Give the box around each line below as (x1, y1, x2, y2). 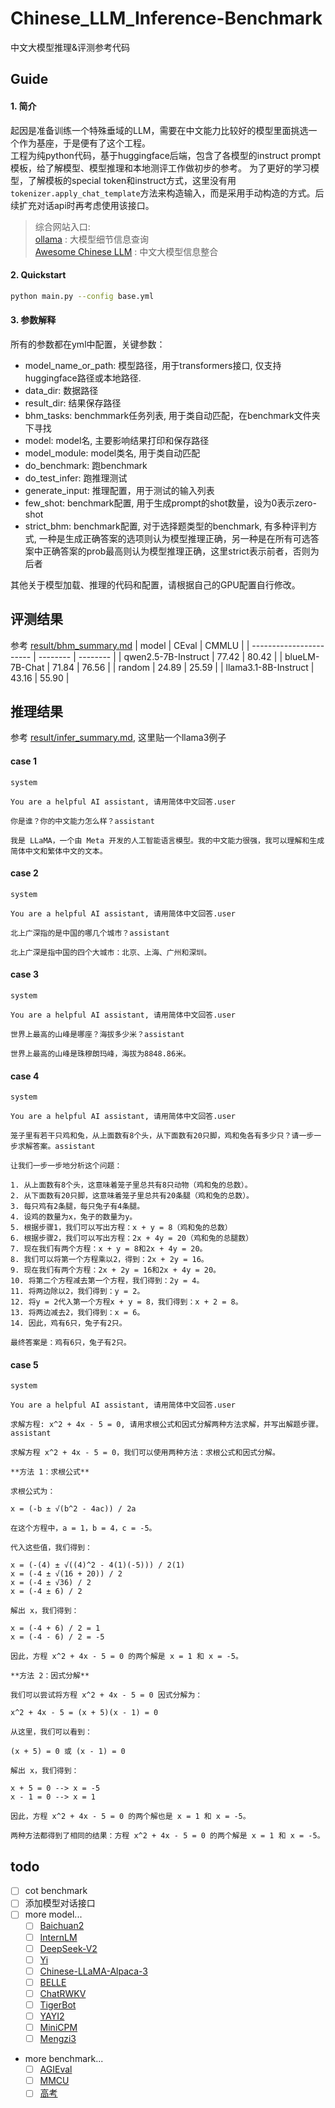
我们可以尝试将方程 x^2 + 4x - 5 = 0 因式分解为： (10, 1690, 203, 1701)
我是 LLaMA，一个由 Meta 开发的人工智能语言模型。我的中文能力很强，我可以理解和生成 (10, 835, 325, 846)
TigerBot (39, 1998, 77, 2011)
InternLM (39, 1931, 78, 1943)
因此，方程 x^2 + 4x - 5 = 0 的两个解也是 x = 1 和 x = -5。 (10, 1812, 251, 1822)
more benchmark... (24, 2053, 104, 2065)
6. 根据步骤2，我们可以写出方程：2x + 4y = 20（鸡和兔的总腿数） (10, 1233, 254, 1244)
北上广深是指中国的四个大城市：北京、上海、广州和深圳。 (10, 947, 212, 957)
